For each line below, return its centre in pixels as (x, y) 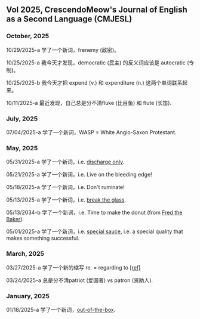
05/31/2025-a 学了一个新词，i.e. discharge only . (65, 162)
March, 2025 (25, 254)
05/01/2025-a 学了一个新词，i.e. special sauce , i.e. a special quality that (95, 231)
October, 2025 (28, 36)
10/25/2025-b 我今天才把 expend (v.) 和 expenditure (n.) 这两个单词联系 (94, 82)
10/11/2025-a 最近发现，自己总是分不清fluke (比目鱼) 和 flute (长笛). (89, 103)
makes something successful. (43, 239)
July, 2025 (22, 119)
